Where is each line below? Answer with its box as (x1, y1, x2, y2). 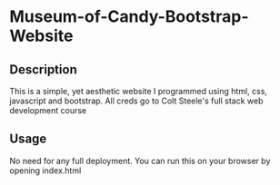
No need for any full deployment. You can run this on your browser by (9, 155, 271, 166)
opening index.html (9, 165, 82, 176)
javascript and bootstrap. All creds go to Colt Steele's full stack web (9, 95, 264, 106)
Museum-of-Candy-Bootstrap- (9, 6, 249, 27)
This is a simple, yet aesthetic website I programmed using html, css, (9, 86, 268, 96)
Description (9, 62, 77, 77)
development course (9, 105, 87, 115)
